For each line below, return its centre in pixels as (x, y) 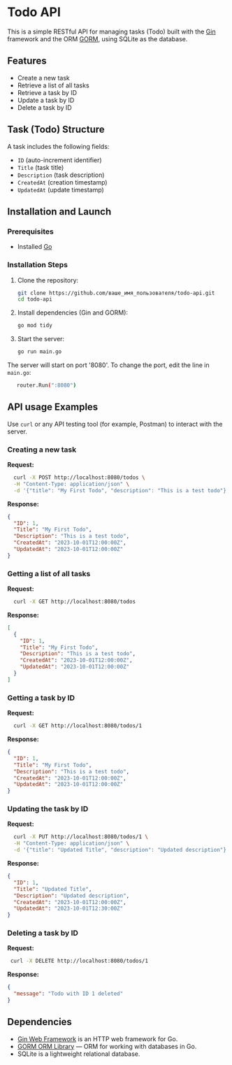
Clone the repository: (48, 280)
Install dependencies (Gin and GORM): (72, 313)
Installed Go (35, 247)
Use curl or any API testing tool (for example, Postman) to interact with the (115, 424)
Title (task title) (41, 167)
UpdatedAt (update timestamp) (61, 190)
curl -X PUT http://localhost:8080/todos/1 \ (81, 837)
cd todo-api (35, 299)
